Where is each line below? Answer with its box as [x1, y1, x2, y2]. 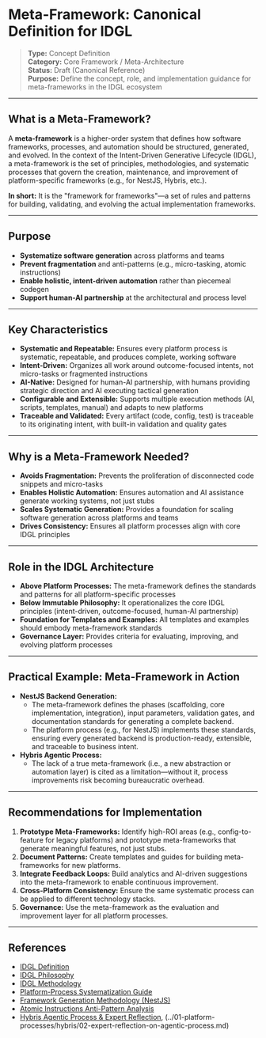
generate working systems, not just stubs [19, 496, 155, 506]
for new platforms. [60, 860, 121, 869]
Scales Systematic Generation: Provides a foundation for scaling [19, 505, 234, 514]
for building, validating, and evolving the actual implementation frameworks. [8, 199, 256, 209]
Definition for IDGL [8, 22, 133, 40]
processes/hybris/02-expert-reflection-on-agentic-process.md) [19, 1021, 230, 1030]
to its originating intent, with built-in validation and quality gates [19, 419, 227, 429]
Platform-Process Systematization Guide [19, 987, 153, 997]
